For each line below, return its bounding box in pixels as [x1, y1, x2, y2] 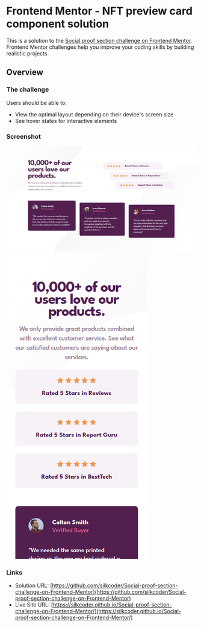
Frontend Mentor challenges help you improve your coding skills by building [6, 43, 194, 51]
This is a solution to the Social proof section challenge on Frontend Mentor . [6, 37, 193, 44]
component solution [6, 17, 110, 31]
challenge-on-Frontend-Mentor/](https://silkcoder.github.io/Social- [14, 608, 182, 615]
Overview [6, 68, 44, 78]
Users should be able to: [6, 99, 67, 106]
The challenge [6, 86, 49, 94]
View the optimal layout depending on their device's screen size [14, 110, 174, 118]
